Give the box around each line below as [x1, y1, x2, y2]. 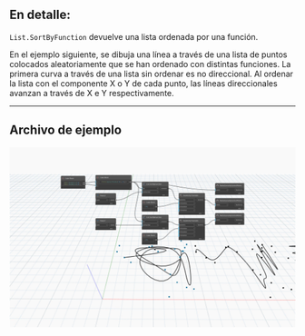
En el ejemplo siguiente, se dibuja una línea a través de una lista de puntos [9, 49, 288, 60]
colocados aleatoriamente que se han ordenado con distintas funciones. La [9, 58, 291, 69]
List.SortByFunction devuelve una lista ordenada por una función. [9, 31, 259, 42]
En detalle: [9, 7, 71, 23]
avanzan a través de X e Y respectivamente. [9, 87, 174, 98]
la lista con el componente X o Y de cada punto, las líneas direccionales [9, 77, 279, 89]
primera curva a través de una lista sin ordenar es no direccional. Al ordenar [9, 68, 293, 79]
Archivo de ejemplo [9, 123, 123, 138]
